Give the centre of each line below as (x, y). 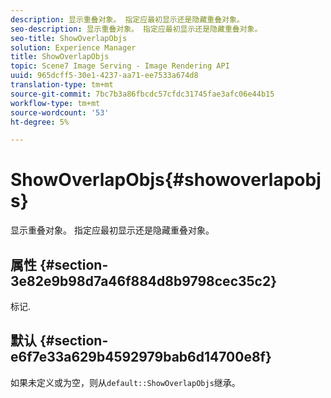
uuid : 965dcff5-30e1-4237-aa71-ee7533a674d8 (104, 76)
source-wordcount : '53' (60, 112)
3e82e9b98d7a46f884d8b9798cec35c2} (144, 281)
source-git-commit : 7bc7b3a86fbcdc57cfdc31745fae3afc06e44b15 (142, 94)
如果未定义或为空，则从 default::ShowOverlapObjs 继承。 (125, 382)
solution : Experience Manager (73, 47)
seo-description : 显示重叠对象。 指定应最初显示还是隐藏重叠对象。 (136, 29)
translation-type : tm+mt (62, 85)
